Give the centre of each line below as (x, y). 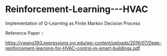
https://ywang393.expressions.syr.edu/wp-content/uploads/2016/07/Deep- (83, 43)
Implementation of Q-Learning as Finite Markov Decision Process (73, 23)
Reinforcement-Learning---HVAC (77, 9)
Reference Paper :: (25, 33)
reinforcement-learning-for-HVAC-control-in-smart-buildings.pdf (73, 48)
